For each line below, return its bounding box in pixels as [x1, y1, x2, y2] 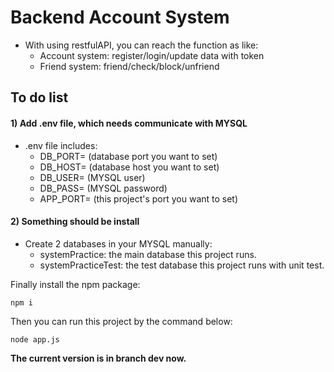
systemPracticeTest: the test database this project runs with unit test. [39, 259, 325, 271]
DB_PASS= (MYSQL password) [39, 182, 168, 194]
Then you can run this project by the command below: [10, 315, 233, 327]
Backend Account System [10, 6, 230, 29]
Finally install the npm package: [10, 278, 141, 290]
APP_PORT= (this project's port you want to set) [39, 192, 239, 205]
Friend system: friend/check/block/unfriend [39, 60, 220, 72]
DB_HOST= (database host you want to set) [39, 161, 220, 173]
